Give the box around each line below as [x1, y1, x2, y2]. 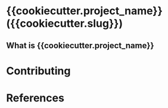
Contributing [6, 64, 71, 78]
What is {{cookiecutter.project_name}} [6, 40, 154, 50]
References [6, 91, 64, 104]
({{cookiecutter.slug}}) [6, 17, 123, 30]
